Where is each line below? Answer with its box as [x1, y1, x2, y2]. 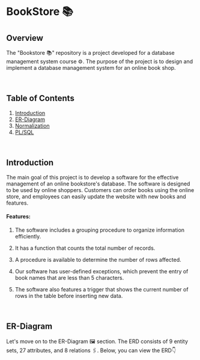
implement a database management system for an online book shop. [6, 64, 176, 71]
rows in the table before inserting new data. [14, 292, 123, 299]
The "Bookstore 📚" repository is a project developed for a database [6, 49, 175, 56]
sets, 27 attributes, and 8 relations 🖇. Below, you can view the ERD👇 [6, 347, 176, 354]
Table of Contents [6, 93, 75, 104]
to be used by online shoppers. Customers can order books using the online [6, 186, 195, 193]
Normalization [14, 122, 50, 129]
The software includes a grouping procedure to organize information [14, 226, 185, 234]
